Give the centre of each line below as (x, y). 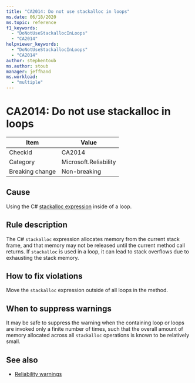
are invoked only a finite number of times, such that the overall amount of (95, 329)
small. (13, 341)
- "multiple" (27, 83)
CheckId (21, 152)
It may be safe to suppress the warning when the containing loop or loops (95, 323)
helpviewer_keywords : (33, 45)
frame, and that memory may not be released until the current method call (95, 245)
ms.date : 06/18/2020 (31, 17)
